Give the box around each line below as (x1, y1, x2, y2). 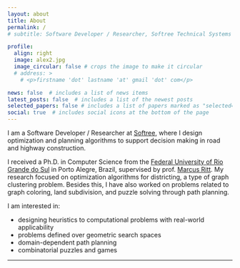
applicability (17, 223, 54, 232)
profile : (7, 43, 34, 51)
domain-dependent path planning (17, 238, 117, 247)
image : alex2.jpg (14, 56, 66, 64)
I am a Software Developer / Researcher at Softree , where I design (7, 129, 203, 137)
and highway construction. (7, 144, 86, 152)
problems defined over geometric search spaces (17, 231, 162, 239)
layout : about (7, 10, 50, 18)
